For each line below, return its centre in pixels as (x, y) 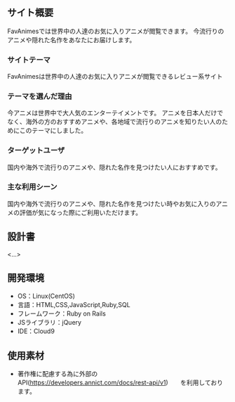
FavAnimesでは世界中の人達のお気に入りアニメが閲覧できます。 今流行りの (116, 31)
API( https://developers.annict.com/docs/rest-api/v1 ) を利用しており (120, 383)
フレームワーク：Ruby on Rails (62, 313)
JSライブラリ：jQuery (49, 323)
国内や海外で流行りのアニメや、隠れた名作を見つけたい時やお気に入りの (112, 203)
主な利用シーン (32, 187)
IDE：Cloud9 (36, 331)
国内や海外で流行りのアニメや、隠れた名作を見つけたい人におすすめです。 (114, 167)
